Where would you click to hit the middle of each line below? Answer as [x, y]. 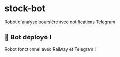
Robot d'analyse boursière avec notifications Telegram [60, 22]
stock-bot [25, 9]
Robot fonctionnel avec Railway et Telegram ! [50, 49]
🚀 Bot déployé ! [28, 37]
